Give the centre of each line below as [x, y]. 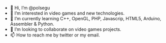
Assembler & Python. [32, 24]
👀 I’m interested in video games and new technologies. [67, 13]
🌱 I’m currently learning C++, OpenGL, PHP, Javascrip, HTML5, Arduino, [86, 18]
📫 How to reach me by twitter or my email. [55, 35]
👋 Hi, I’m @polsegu [30, 8]
